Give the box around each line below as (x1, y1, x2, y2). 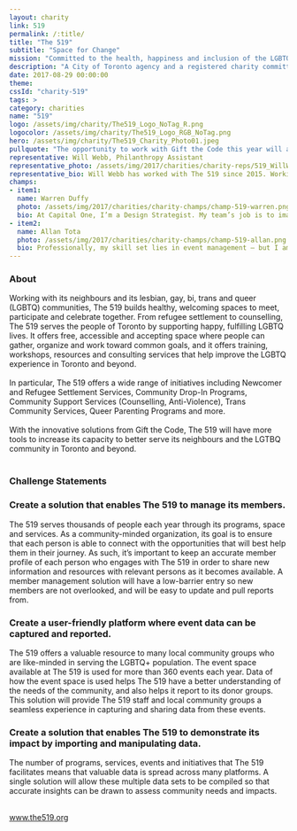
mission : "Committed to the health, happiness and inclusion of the (9, 54, 267, 63)
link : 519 (9, 21, 46, 30)
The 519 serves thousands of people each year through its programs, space (9, 519, 286, 530)
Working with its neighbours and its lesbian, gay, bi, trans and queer (9, 293, 256, 304)
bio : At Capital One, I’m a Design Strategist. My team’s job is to (17, 210, 275, 220)
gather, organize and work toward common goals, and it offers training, (9, 340, 268, 351)
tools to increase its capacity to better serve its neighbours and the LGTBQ (9, 434, 281, 445)
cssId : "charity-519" (9, 87, 89, 96)
